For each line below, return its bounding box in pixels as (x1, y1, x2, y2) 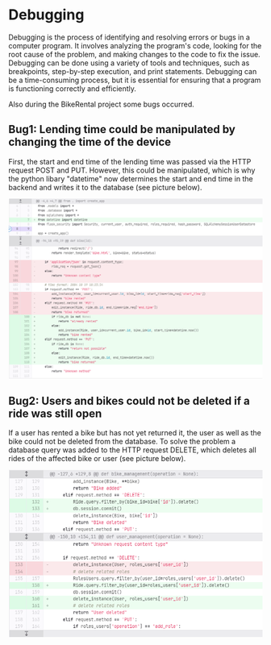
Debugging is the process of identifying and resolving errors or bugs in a (8, 32, 250, 42)
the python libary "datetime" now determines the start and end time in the (8, 173, 253, 183)
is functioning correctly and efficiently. (8, 83, 137, 94)
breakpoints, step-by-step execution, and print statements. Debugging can (8, 66, 257, 76)
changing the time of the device (8, 135, 172, 149)
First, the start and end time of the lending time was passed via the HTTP (8, 156, 252, 166)
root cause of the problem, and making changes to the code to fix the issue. (8, 49, 261, 59)
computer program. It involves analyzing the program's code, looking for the (8, 40, 262, 50)
